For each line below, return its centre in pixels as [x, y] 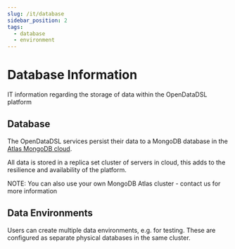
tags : [15, 27]
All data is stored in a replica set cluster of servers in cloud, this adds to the [116, 162]
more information [32, 190]
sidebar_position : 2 [38, 20]
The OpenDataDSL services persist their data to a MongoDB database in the [118, 141]
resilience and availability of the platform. [67, 169]
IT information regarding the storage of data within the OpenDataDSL [107, 95]
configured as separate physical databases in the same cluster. [99, 238]
